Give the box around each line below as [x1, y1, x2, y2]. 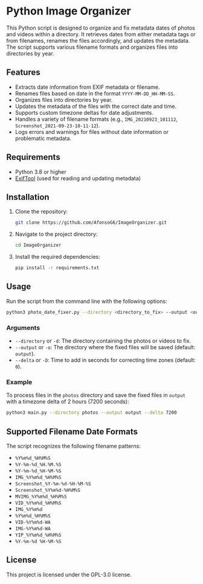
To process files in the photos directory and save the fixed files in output [6, 392, 186, 399]
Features [6, 68, 40, 78]
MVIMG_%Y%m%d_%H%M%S [14, 494, 67, 500]
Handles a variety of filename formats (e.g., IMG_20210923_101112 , [14, 115, 178, 122]
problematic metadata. [14, 135, 71, 142]
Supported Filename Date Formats [6, 427, 138, 437]
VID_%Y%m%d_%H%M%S [14, 500, 62, 506]
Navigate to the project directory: [14, 230, 98, 238]
